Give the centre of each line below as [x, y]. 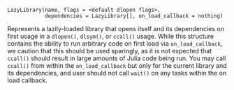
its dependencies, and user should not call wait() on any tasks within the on [117, 73]
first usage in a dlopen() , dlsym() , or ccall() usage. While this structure [111, 36]
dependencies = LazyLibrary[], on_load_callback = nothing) [134, 16]
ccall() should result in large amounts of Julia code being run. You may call [117, 58]
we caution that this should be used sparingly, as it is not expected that [110, 51]
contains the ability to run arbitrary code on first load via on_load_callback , [115, 44]
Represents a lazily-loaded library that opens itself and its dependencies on [116, 29]
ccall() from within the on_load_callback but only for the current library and [117, 65]
